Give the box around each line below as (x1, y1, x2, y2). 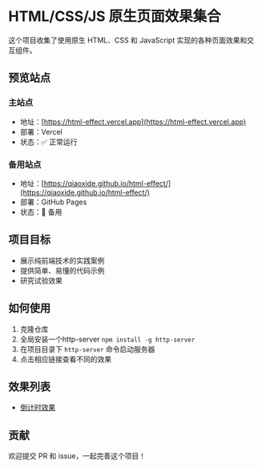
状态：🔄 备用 (19, 207, 62, 216)
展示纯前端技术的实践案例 (19, 256, 105, 265)
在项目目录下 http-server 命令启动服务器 (19, 344, 155, 353)
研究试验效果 (19, 276, 62, 285)
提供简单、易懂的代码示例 (19, 265, 105, 275)
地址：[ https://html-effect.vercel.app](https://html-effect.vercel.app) (19, 117, 247, 127)
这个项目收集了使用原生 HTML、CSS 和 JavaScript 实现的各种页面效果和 (8, 35, 248, 45)
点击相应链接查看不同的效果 (19, 354, 112, 364)
